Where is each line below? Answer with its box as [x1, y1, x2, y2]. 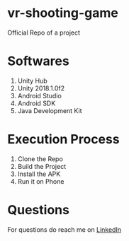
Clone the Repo [17, 154, 64, 163]
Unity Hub [17, 76, 47, 85]
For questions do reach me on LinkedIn [7, 225, 122, 234]
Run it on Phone [17, 177, 64, 185]
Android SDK [17, 99, 56, 107]
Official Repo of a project [7, 28, 80, 37]
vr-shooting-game [7, 5, 118, 21]
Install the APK [17, 170, 61, 178]
